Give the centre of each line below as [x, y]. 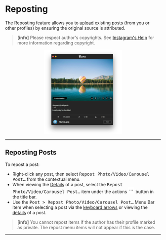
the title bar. [24, 197]
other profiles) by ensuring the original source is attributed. [65, 28]
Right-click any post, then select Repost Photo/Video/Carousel [81, 174]
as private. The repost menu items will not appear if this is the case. [86, 227]
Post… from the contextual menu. [46, 179]
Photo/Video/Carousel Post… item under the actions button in [83, 192]
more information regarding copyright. [56, 42]
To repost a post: [22, 164]
